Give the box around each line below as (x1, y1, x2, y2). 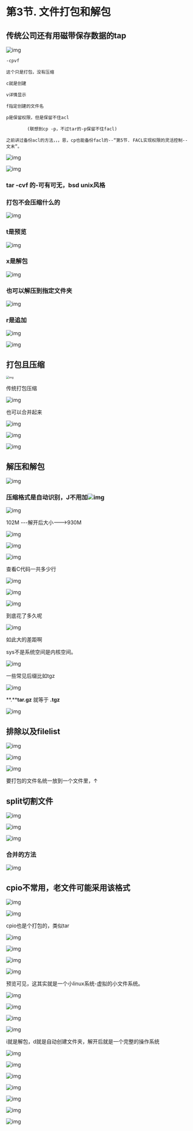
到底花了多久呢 (6, 612, 42, 619)
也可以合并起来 (6, 408, 42, 416)
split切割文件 (6, 796, 54, 806)
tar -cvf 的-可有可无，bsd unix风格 (6, 181, 106, 189)
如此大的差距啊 (6, 636, 42, 643)
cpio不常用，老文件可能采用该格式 (6, 883, 131, 893)
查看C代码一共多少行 (6, 566, 57, 573)
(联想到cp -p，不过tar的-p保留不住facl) (27, 126, 117, 132)
